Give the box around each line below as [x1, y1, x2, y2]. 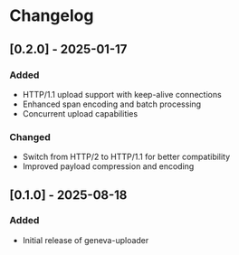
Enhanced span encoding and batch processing [22, 99, 202, 109]
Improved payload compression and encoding [22, 161, 195, 172]
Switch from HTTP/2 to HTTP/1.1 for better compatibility [22, 151, 231, 163]
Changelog [9, 5, 94, 26]
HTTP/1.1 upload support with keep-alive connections [22, 89, 222, 99]
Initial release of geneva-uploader [22, 234, 149, 245]
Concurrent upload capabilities [22, 108, 139, 118]
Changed [9, 130, 52, 143]
